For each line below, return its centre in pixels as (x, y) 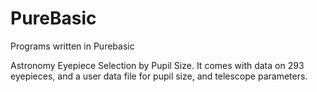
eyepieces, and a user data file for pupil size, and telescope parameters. (159, 76)
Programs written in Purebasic (72, 46)
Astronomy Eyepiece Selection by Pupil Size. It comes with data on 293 (157, 65)
